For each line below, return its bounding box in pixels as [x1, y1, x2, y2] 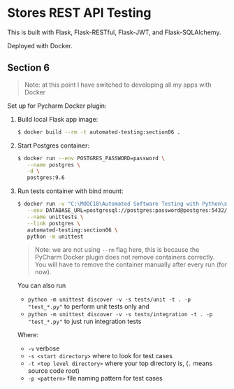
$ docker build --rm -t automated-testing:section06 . [17, 128, 181, 136]
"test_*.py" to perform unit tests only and [27, 302, 149, 311]
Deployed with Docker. [7, 41, 73, 50]
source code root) [27, 367, 80, 375]
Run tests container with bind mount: [17, 187, 124, 195]
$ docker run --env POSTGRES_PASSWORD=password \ [17, 155, 166, 162]
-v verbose [27, 344, 60, 353]
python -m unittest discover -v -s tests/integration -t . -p [27, 311, 213, 318]
